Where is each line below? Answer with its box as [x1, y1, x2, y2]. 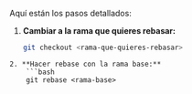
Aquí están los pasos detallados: [9, 8, 133, 18]
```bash [26, 68, 55, 77]
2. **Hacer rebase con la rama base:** [9, 59, 162, 68]
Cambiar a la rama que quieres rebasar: [22, 26, 176, 36]
